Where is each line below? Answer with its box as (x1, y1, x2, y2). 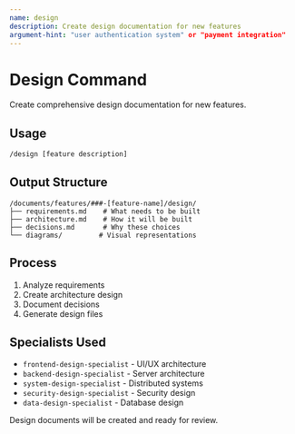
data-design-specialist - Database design (22, 397, 184, 409)
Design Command (9, 69, 148, 90)
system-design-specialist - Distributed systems (22, 378, 204, 389)
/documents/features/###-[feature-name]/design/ (9, 199, 197, 208)
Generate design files (22, 308, 103, 319)
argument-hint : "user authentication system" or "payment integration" (9, 30, 286, 39)
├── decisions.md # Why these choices (9, 222, 181, 232)
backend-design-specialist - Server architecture (22, 369, 205, 380)
